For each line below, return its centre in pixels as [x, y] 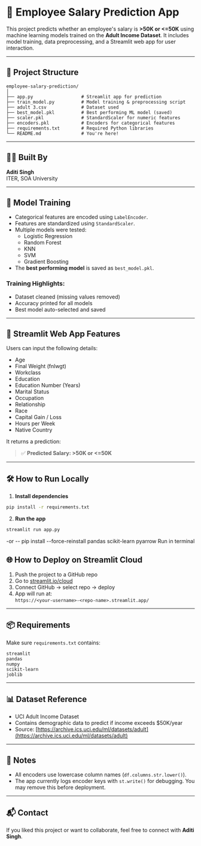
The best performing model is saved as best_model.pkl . [84, 268]
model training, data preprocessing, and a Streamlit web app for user [91, 41]
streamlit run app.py [33, 530]
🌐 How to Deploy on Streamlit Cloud [74, 560]
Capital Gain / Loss [38, 417]
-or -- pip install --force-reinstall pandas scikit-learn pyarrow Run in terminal [100, 541]
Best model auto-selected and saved [60, 309]
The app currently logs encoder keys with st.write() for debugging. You [105, 781]
